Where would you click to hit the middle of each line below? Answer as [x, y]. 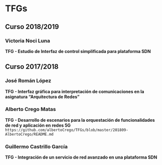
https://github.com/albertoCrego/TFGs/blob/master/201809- [67, 130]
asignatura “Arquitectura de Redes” [42, 97]
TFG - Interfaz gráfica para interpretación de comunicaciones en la [75, 91]
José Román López [28, 81]
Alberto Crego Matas [31, 110]
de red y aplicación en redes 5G [38, 125]
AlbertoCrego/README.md [29, 134]
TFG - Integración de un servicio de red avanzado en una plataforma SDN [81, 157]
